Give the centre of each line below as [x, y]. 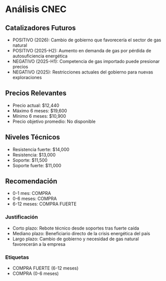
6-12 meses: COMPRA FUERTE [44, 204]
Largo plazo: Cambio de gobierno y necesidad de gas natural [75, 239]
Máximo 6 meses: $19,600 [40, 111]
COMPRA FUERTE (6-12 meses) [45, 268]
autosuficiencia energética [40, 56]
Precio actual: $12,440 [36, 105]
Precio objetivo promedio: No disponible [54, 121]
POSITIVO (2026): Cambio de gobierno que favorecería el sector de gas [87, 40]
